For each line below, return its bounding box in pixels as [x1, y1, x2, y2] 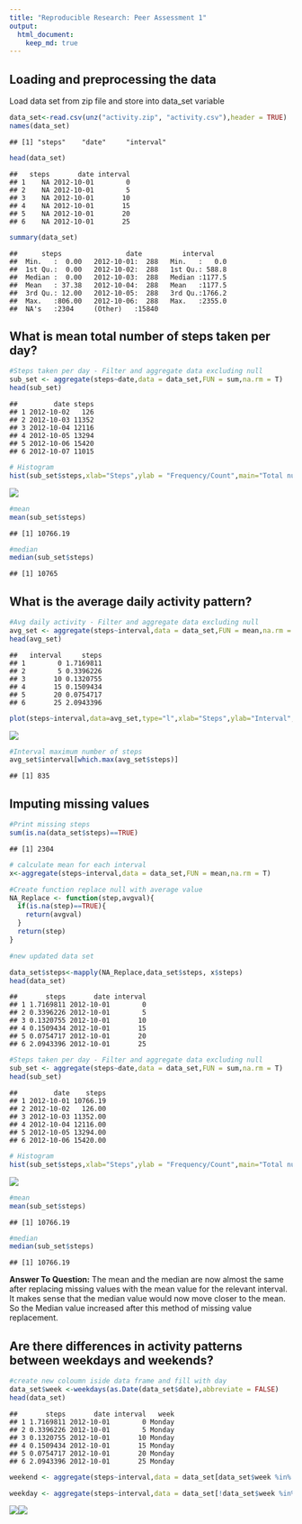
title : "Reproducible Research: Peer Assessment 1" [9, 13, 207, 23]
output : [9, 22, 39, 31]
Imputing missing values [9, 796, 150, 811]
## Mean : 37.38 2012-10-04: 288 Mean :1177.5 [9, 280, 227, 289]
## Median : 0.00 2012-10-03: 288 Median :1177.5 [9, 272, 227, 282]
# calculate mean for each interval [9, 860, 147, 870]
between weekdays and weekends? [9, 1353, 214, 1368]
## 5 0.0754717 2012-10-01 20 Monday [9, 1448, 175, 1458]
